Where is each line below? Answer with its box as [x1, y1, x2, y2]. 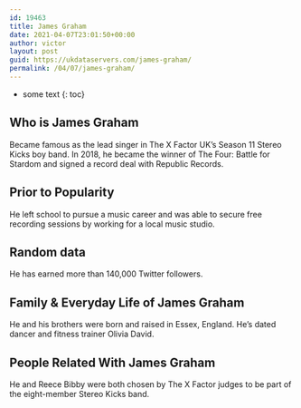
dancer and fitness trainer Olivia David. [9, 328, 155, 340]
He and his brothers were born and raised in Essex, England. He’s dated [9, 319, 277, 330]
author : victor [9, 38, 67, 48]
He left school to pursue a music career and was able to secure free [9, 209, 262, 219]
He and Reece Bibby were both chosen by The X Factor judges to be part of [9, 378, 292, 390]
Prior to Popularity [9, 185, 115, 200]
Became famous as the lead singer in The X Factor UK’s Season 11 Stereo [9, 139, 282, 150]
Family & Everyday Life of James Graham [9, 295, 245, 310]
